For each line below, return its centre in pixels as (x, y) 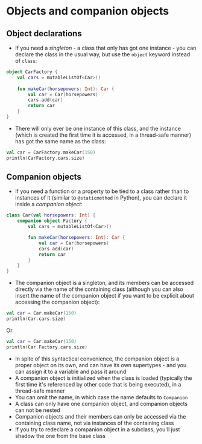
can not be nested (37, 410)
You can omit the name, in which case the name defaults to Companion (101, 397)
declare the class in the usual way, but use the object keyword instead (103, 54)
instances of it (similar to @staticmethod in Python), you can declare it (101, 198)
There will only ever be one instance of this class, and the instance (98, 128)
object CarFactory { (32, 72)
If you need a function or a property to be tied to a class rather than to (102, 191)
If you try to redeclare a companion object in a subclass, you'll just (97, 429)
